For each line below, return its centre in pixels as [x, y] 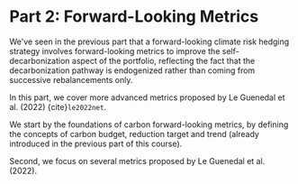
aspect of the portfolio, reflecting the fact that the [163, 60]
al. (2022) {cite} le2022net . [58, 106]
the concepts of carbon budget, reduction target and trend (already [134, 133]
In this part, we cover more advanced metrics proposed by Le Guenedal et [147, 97]
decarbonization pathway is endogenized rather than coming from [132, 70]
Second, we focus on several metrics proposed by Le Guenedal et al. [137, 161]
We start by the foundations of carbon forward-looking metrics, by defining [149, 124]
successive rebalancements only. [71, 79]
